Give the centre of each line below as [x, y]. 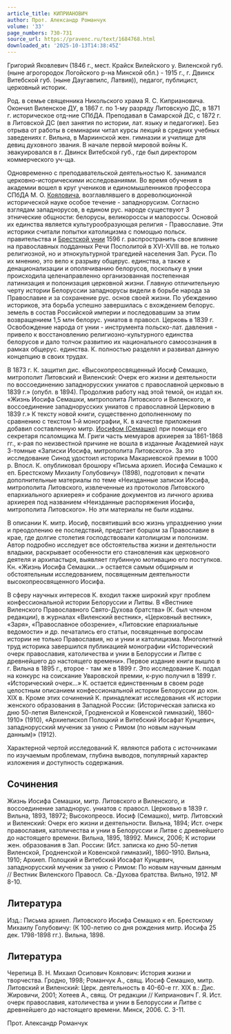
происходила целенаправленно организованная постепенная [98, 276]
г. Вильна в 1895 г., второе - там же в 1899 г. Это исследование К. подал [114, 668]
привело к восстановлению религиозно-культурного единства [100, 335]
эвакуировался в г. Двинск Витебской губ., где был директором [102, 152]
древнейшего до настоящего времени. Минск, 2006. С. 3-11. [96, 1010]
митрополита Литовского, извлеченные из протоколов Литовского [106, 487]
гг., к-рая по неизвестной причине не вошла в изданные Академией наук [115, 443]
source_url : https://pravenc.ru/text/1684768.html [81, 39]
